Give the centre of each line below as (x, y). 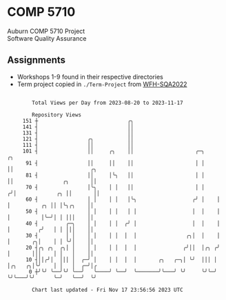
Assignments (37, 60)
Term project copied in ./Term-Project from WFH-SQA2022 (102, 84)
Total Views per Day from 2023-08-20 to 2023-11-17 (108, 103)
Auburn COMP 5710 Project (46, 31)
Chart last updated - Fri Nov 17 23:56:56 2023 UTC (108, 290)
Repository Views (56, 114)
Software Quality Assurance (47, 38)
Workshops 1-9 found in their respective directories (90, 77)
